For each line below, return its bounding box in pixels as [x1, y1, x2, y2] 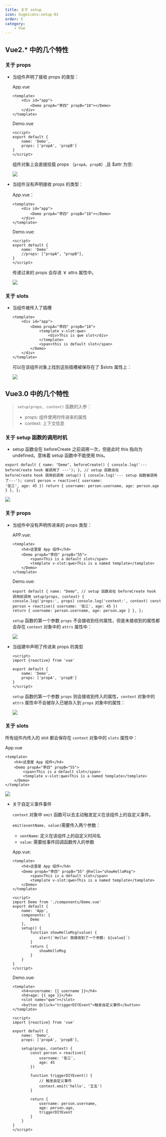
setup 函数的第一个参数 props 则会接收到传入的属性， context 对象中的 [12, 693, 155, 699]
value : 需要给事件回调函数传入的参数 [19, 839, 95, 845]
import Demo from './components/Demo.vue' [12, 899, 102, 905]
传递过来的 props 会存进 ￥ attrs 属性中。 [12, 269, 97, 275]
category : [5, 21, 26, 26]
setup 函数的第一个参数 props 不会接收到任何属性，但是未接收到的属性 [12, 618, 156, 623]
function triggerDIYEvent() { [30, 1073, 93, 1078]
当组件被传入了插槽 [12, 305, 52, 311]
